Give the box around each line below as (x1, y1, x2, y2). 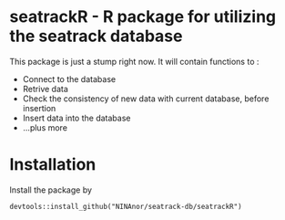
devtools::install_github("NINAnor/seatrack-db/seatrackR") (9, 202, 243, 211)
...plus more (22, 121, 68, 133)
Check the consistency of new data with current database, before (22, 93, 270, 104)
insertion (22, 102, 56, 113)
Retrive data (22, 83, 68, 94)
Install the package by (9, 184, 93, 195)
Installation (9, 154, 97, 175)
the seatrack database (9, 26, 183, 47)
